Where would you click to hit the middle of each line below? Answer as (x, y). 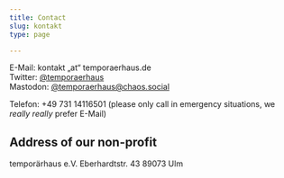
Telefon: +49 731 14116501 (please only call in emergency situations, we (142, 104)
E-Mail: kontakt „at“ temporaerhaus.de (80, 67)
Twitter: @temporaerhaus (57, 77)
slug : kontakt (36, 26)
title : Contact (38, 18)
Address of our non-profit (83, 142)
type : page (30, 34)
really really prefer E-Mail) (58, 114)
